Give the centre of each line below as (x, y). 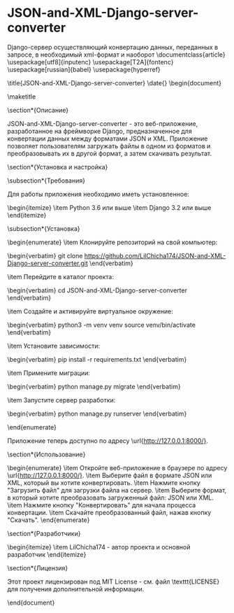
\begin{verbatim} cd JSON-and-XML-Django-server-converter (97, 290)
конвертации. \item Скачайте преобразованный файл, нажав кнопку (109, 512)
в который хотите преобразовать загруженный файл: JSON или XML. (111, 498)
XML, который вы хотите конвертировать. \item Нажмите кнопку (104, 482)
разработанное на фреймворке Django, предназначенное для (100, 131)
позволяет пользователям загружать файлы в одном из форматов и (109, 146)
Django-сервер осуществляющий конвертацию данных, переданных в (113, 47)
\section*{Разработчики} (44, 533)
